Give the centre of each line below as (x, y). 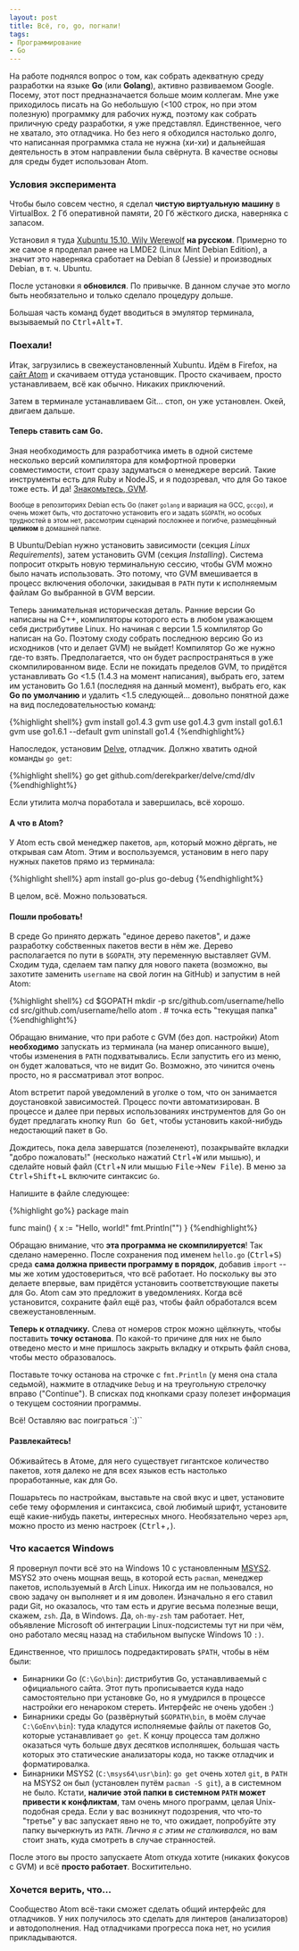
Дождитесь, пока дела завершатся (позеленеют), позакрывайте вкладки (149, 1148)
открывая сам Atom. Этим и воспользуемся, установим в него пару (139, 852)
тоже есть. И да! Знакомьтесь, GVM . (79, 488)
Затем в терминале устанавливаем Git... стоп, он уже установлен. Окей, (148, 401)
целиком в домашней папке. (55, 528)
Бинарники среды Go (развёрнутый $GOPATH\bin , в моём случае (144, 1716)
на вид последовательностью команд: (83, 704)
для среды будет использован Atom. (79, 162)
